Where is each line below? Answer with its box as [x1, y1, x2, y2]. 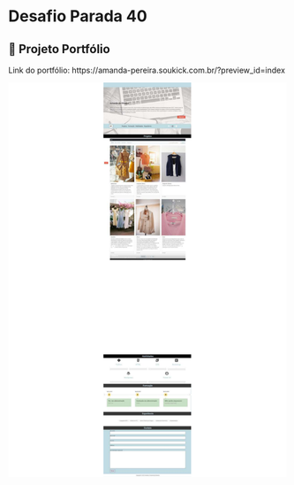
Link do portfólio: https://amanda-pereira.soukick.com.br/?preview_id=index [8, 65, 286, 75]
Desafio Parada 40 [8, 6, 147, 27]
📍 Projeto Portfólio [8, 42, 111, 57]
